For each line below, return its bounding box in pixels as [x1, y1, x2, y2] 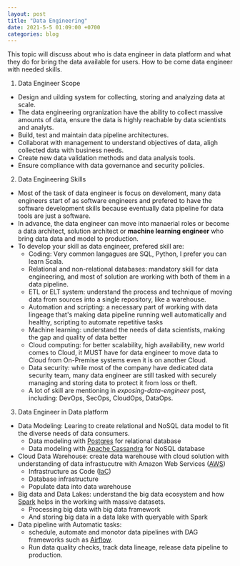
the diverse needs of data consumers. [17, 430, 130, 438]
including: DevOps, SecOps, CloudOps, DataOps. [28, 394, 174, 402]
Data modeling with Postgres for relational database [28, 437, 181, 445]
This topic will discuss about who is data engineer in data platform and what [7, 50, 231, 59]
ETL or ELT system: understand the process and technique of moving [28, 287, 233, 297]
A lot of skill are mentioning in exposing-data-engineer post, [28, 387, 206, 395]
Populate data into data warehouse [28, 482, 131, 491]
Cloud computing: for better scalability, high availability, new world [28, 341, 225, 349]
